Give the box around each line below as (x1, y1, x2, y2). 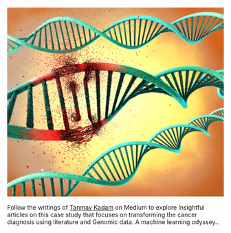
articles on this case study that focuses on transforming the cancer (7, 210, 197, 219)
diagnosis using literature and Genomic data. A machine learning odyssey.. (7, 217, 219, 226)
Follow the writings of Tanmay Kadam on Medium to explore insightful (7, 203, 205, 211)
